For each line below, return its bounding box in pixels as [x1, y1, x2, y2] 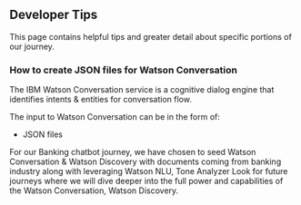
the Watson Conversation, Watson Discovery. [9, 185, 179, 196]
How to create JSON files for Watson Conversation [9, 63, 238, 76]
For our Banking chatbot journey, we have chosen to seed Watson [9, 147, 256, 158]
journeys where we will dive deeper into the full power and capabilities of [9, 176, 284, 187]
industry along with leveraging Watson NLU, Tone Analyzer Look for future [9, 166, 288, 177]
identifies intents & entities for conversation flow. [9, 94, 193, 105]
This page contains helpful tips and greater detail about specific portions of [9, 31, 293, 42]
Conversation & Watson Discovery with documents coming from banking [9, 156, 282, 167]
